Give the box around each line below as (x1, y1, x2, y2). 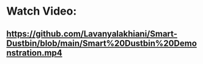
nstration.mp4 (6, 48, 62, 58)
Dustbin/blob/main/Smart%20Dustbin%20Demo (6, 38, 197, 48)
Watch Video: (6, 4, 77, 18)
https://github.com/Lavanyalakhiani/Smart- (6, 29, 177, 39)
